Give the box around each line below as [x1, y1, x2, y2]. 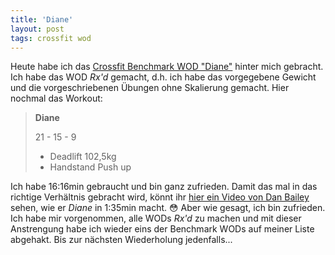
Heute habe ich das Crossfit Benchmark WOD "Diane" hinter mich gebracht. [10, 61, 324, 73]
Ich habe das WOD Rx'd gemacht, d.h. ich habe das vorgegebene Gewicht [10, 71, 317, 83]
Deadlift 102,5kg [49, 151, 117, 163]
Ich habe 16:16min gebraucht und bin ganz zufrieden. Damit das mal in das [10, 181, 318, 193]
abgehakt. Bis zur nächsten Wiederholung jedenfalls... [10, 234, 233, 246]
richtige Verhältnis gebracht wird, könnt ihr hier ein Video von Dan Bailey [10, 191, 310, 203]
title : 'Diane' [10, 14, 74, 25]
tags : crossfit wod [10, 33, 92, 43]
